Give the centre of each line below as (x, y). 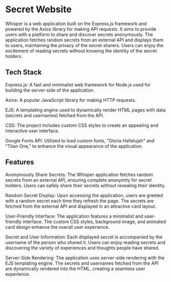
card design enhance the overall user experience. (57, 227)
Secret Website (39, 9)
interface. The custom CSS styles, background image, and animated (94, 222)
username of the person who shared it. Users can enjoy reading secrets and (86, 242)
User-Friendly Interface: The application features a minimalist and (74, 216)
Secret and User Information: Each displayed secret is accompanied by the (84, 237)
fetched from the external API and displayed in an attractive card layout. (81, 206)
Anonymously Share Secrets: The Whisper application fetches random (79, 175)
